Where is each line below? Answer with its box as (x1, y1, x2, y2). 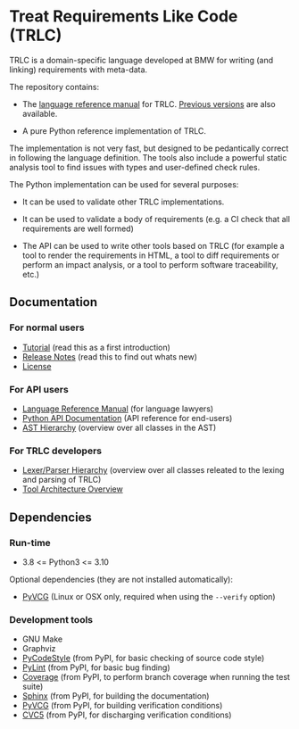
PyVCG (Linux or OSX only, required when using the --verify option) (21, 591, 276, 601)
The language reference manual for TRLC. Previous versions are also (21, 98, 276, 109)
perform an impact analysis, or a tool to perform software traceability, (21, 259, 278, 269)
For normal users (9, 321, 85, 334)
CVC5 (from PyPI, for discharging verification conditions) (21, 709, 232, 720)
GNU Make (21, 634, 63, 644)
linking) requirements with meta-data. (9, 64, 148, 75)
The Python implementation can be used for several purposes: (9, 178, 239, 189)
